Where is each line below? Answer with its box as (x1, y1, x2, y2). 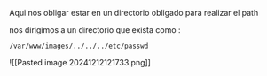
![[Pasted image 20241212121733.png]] (9, 57, 151, 67)
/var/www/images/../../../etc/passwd (9, 42, 149, 50)
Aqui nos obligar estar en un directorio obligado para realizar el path (9, 8, 259, 18)
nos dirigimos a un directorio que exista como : (9, 25, 181, 34)
